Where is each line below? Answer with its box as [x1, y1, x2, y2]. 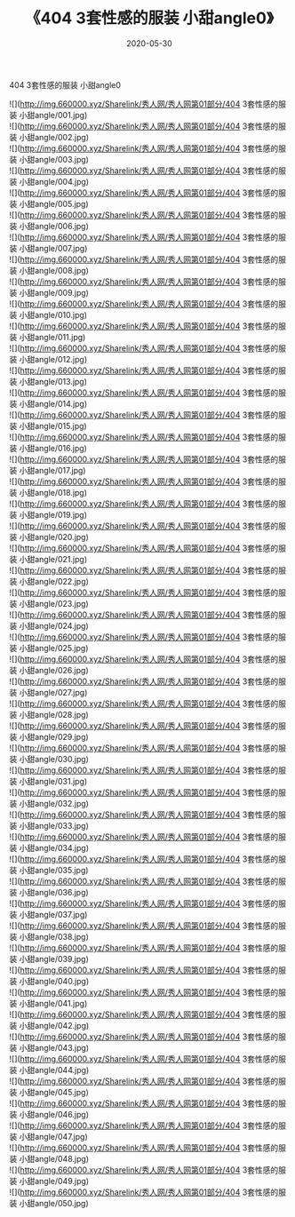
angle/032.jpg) [34, 798, 89, 808]
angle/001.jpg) [34, 109, 88, 120]
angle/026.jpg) [34, 664, 89, 675]
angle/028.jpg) [34, 709, 89, 720]
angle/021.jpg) [34, 553, 88, 564]
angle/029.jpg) [34, 731, 89, 742]
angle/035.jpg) [34, 864, 89, 875]
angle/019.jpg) [34, 509, 87, 520]
